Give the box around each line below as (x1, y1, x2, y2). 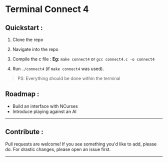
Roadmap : (5, 90, 39, 98)
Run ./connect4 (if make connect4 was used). (12, 66, 104, 71)
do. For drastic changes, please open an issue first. (5, 146, 111, 152)
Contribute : (5, 127, 43, 136)
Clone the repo (12, 36, 43, 42)
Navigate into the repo (12, 46, 58, 52)
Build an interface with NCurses (12, 103, 78, 109)
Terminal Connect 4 (5, 3, 89, 15)
